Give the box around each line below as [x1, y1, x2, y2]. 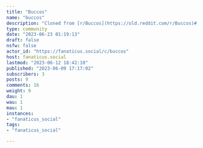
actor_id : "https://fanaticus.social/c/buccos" [6, 49, 129, 55]
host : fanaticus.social [6, 54, 67, 60]
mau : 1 [6, 104, 23, 111]
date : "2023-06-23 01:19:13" [6, 32, 80, 38]
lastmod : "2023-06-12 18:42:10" [6, 59, 88, 66]
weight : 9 [6, 88, 32, 94]
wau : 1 [6, 99, 23, 105]
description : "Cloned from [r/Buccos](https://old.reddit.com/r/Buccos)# [6, 20, 198, 26]
